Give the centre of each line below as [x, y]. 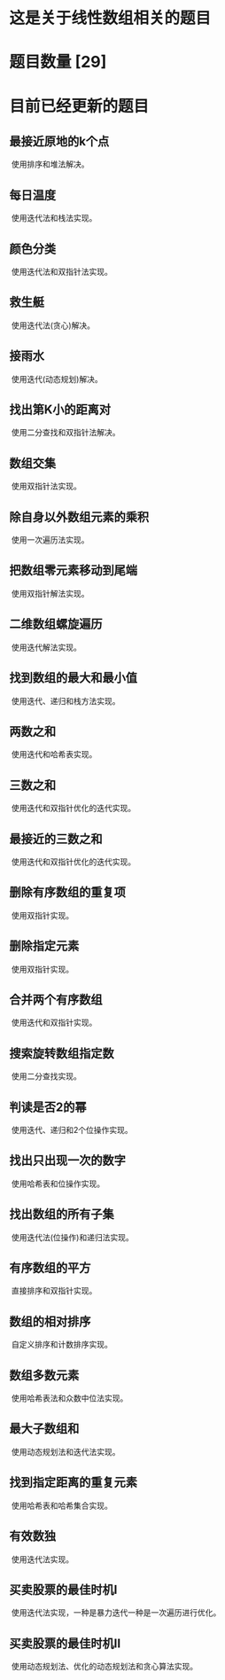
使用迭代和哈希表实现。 [54, 754]
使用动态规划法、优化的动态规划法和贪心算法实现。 [104, 1667]
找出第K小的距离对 [60, 410]
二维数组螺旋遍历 [56, 625]
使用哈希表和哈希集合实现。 [62, 1505]
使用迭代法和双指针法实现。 [62, 272]
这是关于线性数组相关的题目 [110, 18]
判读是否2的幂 [48, 1107]
